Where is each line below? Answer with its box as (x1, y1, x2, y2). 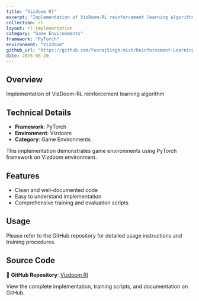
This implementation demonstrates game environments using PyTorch (6, 148, 177, 155)
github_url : (6, 47, 36, 53)
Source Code (6, 255, 55, 265)
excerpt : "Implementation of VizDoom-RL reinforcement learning (6, 14, 168, 20)
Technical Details (6, 107, 72, 117)
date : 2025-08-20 (6, 53, 49, 59)
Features (6, 171, 40, 181)
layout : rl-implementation (6, 25, 73, 31)
